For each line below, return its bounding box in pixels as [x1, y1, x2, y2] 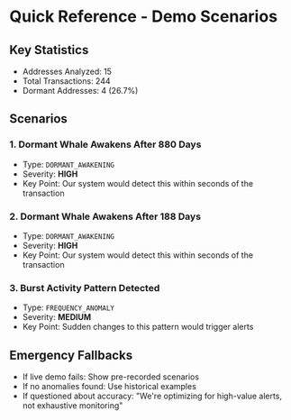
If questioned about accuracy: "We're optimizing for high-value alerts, [22, 390, 282, 402]
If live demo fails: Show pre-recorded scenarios [22, 371, 200, 382]
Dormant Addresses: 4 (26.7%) [22, 86, 139, 96]
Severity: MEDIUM [22, 312, 92, 323]
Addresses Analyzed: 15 [22, 66, 113, 77]
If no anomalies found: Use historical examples [22, 381, 196, 392]
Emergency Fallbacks [9, 347, 133, 362]
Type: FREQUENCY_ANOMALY [22, 302, 115, 313]
